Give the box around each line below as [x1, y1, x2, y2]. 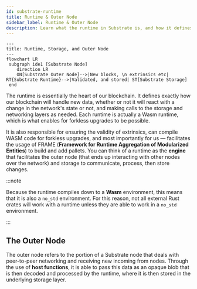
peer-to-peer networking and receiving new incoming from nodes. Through [6, 257, 189, 264]
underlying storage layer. [6, 276, 66, 283]
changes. [6, 166, 29, 173]
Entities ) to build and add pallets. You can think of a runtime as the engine [6, 147, 186, 154]
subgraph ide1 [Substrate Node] [8, 62, 88, 67]
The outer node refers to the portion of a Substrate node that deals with [6, 251, 179, 259]
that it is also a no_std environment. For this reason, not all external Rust [6, 195, 180, 202]
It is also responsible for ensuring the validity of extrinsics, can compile [6, 128, 178, 135]
